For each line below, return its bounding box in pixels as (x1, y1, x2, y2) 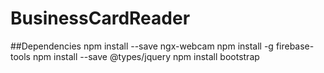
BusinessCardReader (10, 7, 191, 30)
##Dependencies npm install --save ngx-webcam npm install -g (10, 40, 274, 52)
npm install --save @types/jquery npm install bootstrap (32, 50, 260, 62)
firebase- (275, 40, 315, 52)
